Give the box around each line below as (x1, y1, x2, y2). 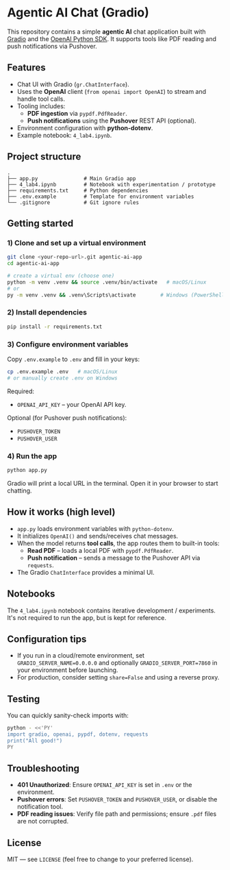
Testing (7, 693, 40, 705)
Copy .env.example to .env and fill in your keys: (7, 355, 140, 363)
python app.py (7, 467, 48, 474)
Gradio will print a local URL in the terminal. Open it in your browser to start (7, 479, 218, 487)
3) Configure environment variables (7, 339, 129, 349)
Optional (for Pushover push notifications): (7, 413, 127, 422)
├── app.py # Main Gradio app (7, 175, 136, 182)
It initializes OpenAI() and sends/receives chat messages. (16, 532, 179, 540)
